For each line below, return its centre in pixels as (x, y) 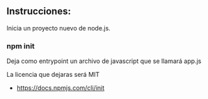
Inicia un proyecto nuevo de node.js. (58, 28)
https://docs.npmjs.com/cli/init (61, 88)
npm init (21, 46)
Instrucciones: (39, 11)
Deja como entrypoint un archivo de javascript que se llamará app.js (104, 61)
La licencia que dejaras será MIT (53, 75)
